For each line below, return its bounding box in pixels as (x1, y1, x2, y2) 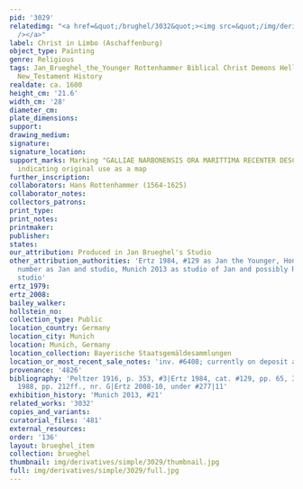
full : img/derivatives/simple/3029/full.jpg (9, 466, 179, 475)
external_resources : (9, 424, 87, 433)
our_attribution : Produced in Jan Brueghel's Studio (9, 248, 212, 257)
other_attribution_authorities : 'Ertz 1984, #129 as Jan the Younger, (9, 256, 280, 266)
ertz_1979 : (9, 281, 50, 291)
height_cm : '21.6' (9, 88, 78, 97)
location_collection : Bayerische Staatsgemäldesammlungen (9, 348, 232, 357)
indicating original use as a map (17, 164, 147, 173)
